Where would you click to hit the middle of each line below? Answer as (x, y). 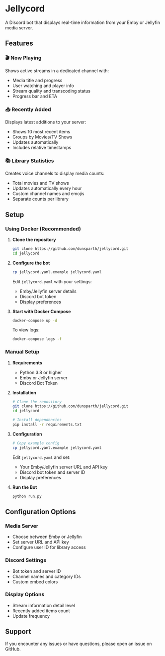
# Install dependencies (37, 420)
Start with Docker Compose (41, 311)
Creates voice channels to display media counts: (55, 173)
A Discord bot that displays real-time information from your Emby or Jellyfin (83, 22)
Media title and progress (37, 80)
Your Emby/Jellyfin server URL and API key (64, 467)
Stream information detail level (44, 605)
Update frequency (31, 616)
